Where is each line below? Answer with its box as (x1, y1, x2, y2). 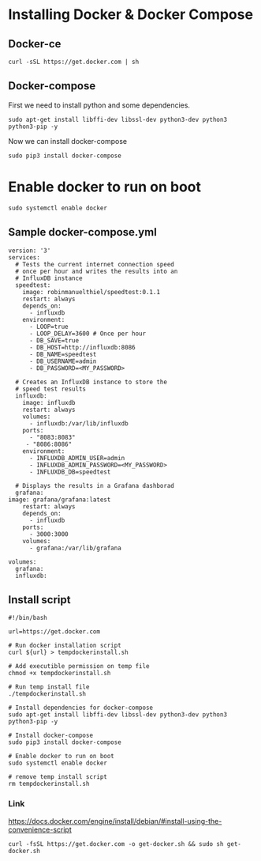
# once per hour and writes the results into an (15, 267, 178, 275)
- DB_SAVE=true (28, 336, 80, 345)
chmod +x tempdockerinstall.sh (8, 670, 111, 678)
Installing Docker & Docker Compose (8, 6, 254, 24)
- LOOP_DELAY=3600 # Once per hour (28, 330, 147, 338)
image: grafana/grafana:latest (8, 496, 111, 504)
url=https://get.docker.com (8, 628, 101, 636)
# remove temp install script (8, 773, 108, 781)
